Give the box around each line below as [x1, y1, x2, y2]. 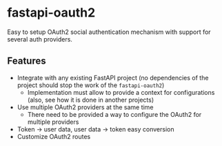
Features [7, 55, 46, 67]
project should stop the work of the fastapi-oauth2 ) [17, 81, 165, 89]
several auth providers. [7, 35, 72, 43]
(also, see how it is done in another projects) [27, 95, 154, 104]
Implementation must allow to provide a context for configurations [27, 88, 215, 96]
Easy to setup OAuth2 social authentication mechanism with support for [7, 28, 212, 36]
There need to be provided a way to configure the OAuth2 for [27, 110, 202, 118]
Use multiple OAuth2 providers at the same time [17, 102, 154, 111]
